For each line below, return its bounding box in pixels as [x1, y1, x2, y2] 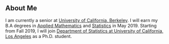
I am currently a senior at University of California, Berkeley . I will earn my [5, 17, 158, 23]
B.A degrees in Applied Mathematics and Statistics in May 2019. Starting [5, 22, 157, 28]
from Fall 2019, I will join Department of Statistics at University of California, [5, 27, 164, 34]
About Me [5, 4, 37, 12]
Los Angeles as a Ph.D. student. [5, 33, 72, 39]
